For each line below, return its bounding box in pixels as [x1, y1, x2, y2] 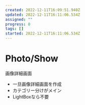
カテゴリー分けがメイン [12, 87, 62, 93]
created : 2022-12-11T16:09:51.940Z [5, 7, 80, 13]
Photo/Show [5, 53, 59, 64]
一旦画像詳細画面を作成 [12, 81, 62, 87]
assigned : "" [5, 17, 33, 22]
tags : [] [5, 26, 24, 31]
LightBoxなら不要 [12, 93, 49, 99]
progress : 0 [5, 21, 30, 27]
